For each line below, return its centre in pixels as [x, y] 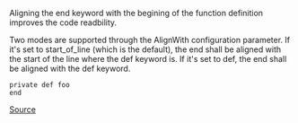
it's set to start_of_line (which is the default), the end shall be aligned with [145, 49]
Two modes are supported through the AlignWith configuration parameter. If [149, 40]
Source [22, 110]
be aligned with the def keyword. [70, 68]
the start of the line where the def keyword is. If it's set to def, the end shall [148, 59]
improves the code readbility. [63, 22]
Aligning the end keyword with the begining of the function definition [136, 13]
